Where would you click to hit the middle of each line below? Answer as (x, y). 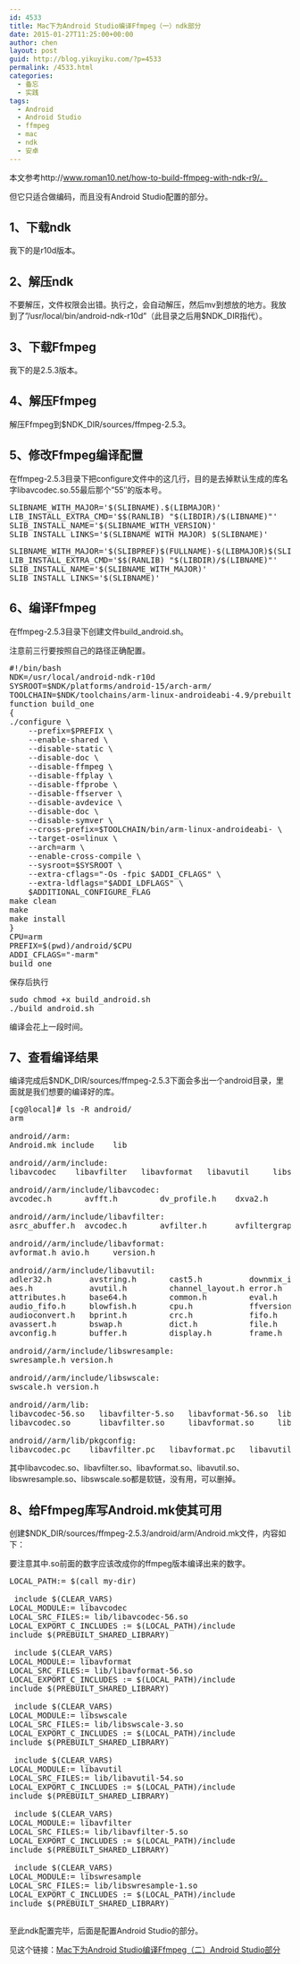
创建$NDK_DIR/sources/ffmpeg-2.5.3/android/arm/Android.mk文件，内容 (144, 1533)
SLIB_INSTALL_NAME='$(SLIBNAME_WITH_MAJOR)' (108, 569)
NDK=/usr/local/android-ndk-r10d (83, 677)
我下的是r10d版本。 (45, 251)
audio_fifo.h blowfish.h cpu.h (101, 1307)
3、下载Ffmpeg (53, 347)
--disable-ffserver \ (75, 793)
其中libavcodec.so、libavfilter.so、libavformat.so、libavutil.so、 (127, 1468)
